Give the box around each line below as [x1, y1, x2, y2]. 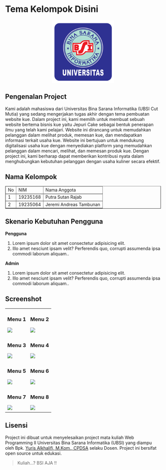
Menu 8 [30, 394, 49, 401]
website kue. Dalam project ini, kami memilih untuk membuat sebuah [5, 116, 145, 122]
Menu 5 [7, 368, 26, 375]
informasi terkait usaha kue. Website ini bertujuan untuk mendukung [5, 137, 144, 143]
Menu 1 [7, 316, 26, 323]
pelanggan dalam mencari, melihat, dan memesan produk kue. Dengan [5, 148, 149, 154]
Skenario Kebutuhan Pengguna [5, 217, 103, 226]
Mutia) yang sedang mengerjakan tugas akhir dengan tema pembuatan [5, 111, 150, 117]
